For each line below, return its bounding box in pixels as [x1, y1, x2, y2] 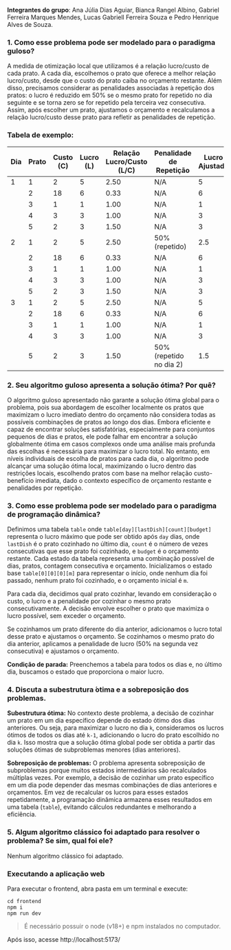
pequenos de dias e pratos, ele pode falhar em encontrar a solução [7, 432, 198, 440]
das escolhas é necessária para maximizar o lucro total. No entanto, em [7, 447, 210, 455]
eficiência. [7, 810, 36, 818]
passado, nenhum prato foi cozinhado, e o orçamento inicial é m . [7, 577, 189, 585]
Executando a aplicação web [7, 869, 105, 878]
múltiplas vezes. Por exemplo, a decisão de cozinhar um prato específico [7, 774, 214, 782]
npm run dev [7, 910, 41, 917]
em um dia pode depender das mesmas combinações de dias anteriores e [7, 781, 218, 789]
